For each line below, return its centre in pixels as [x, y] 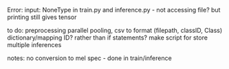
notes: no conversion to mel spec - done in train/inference [89, 58]
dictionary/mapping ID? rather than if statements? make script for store [108, 38]
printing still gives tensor [42, 17]
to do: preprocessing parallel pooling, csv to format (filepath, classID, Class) [115, 30]
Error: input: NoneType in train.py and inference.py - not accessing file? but [114, 10]
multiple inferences [34, 45]
